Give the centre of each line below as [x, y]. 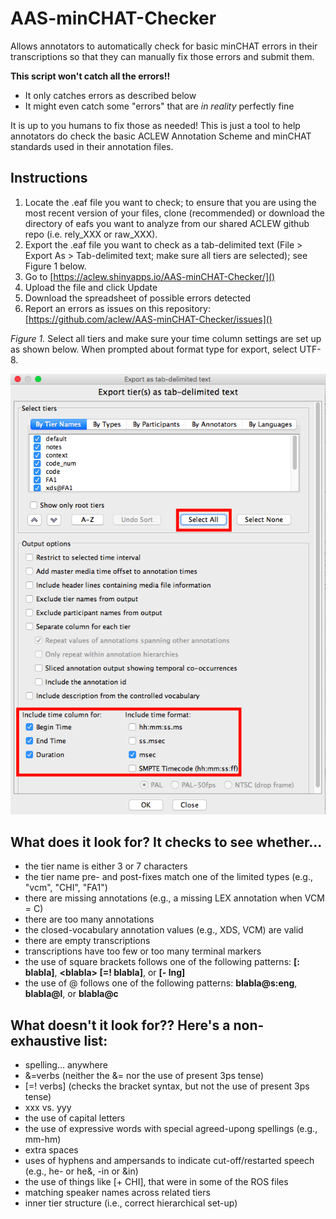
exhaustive [46, 1040]
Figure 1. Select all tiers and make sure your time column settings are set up [166, 338]
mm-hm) [43, 1139]
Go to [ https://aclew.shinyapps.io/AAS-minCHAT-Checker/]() [150, 276]
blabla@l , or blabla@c [71, 994]
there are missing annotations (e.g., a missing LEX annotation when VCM [174, 898]
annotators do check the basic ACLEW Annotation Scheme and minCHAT [161, 136]
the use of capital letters [75, 1118]
